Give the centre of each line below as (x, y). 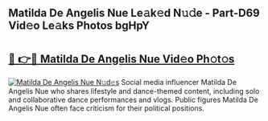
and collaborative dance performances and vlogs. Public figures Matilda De (134, 100)
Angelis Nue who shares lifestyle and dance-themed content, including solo (134, 91)
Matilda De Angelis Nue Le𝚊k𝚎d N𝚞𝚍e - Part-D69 (134, 13)
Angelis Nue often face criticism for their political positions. (107, 108)
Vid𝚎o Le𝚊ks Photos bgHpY (79, 26)
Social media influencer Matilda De (179, 82)
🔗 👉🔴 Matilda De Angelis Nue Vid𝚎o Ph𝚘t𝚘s (122, 59)
